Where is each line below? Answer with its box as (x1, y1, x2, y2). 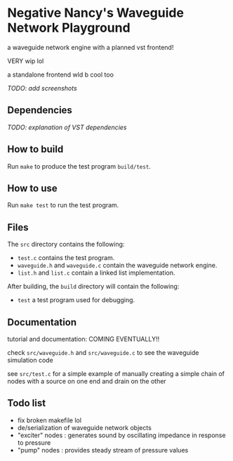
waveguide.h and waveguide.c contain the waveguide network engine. (17, 261, 218, 270)
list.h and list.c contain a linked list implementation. (17, 268, 175, 277)
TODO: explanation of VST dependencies (7, 123, 127, 131)
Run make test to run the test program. (7, 201, 119, 209)
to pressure (17, 438, 51, 447)
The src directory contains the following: (7, 240, 125, 249)
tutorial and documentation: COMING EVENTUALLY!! (7, 335, 160, 343)
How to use (7, 182, 58, 194)
